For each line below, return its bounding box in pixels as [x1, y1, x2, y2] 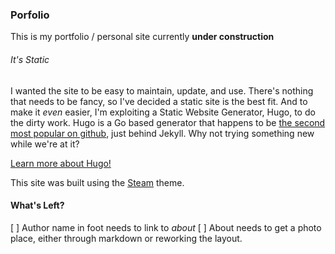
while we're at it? [10, 138, 80, 150]
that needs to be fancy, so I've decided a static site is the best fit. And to [10, 95, 308, 107]
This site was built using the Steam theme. [10, 176, 185, 188]
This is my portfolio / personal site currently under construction [10, 31, 275, 43]
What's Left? [10, 199, 65, 212]
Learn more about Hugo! [10, 157, 112, 169]
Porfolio [10, 8, 50, 22]
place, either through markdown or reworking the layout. [10, 232, 243, 244]
